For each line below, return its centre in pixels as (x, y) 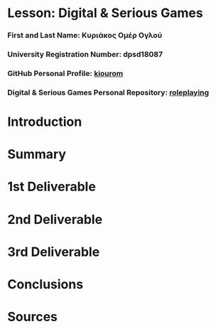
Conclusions (45, 284)
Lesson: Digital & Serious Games (106, 13)
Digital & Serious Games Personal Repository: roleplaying (108, 92)
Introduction (45, 122)
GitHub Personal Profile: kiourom (65, 73)
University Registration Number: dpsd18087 (85, 55)
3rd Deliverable (54, 252)
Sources (33, 317)
